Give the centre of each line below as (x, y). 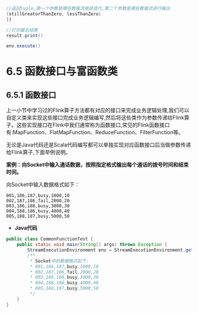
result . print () (25, 35)
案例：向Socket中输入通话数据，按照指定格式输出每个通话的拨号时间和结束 (98, 165)
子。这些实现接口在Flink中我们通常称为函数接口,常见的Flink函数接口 (88, 125)
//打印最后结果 (22, 30)
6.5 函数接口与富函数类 (62, 71)
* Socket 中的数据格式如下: (60, 261)
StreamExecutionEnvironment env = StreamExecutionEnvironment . (106, 250)
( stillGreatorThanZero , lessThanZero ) (54, 14)
